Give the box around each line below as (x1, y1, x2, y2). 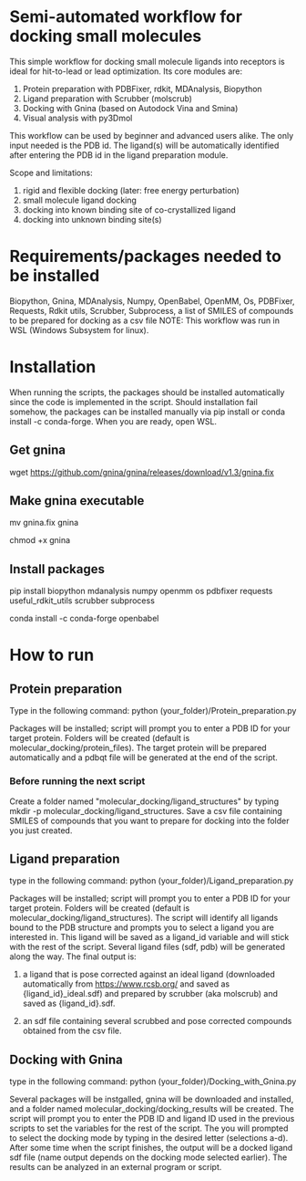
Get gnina (9, 443, 66, 458)
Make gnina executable (9, 493, 145, 508)
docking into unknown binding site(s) (22, 214, 162, 225)
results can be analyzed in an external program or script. (9, 1162, 222, 1173)
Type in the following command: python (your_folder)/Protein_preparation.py (9, 705, 297, 716)
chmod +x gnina (9, 535, 71, 546)
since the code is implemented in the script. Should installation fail (9, 396, 258, 407)
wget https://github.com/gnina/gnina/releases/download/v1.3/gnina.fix (9, 466, 275, 477)
